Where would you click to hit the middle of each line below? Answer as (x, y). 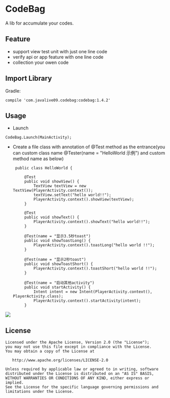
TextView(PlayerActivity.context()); (53, 191)
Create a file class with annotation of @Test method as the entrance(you (89, 147)
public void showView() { (52, 182)
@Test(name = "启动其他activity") (59, 283)
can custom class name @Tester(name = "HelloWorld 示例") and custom (89, 153)
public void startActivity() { (57, 288)
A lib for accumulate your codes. (40, 23)
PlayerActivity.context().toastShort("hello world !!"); (95, 269)
